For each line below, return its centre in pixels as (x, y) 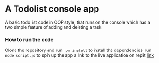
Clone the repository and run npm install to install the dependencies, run (78, 50)
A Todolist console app (52, 9)
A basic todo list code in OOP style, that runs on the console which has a (78, 22)
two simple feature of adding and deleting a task (53, 27)
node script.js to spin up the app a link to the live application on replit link (79, 55)
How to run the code (30, 39)
